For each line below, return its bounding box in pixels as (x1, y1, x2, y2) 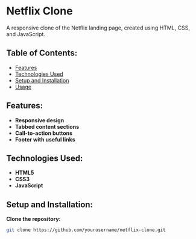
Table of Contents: (6, 48, 78, 58)
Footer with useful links (14, 135, 75, 143)
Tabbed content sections (14, 123, 80, 130)
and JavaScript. (6, 30, 45, 37)
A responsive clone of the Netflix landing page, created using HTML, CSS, (6, 24, 190, 31)
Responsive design (14, 116, 65, 124)
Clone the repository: (6, 216, 61, 223)
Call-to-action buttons (14, 129, 73, 137)
